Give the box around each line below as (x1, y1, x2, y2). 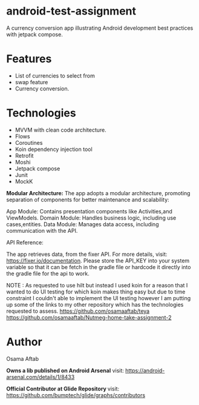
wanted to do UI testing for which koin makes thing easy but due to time (6, 288, 186, 295)
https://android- (125, 367, 165, 374)
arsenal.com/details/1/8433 (6, 373, 75, 380)
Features (6, 52, 52, 66)
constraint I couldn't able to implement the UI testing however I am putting (6, 294, 191, 301)
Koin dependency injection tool (15, 146, 93, 153)
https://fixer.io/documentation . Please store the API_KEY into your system (6, 256, 190, 264)
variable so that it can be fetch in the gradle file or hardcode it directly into (6, 263, 191, 270)
